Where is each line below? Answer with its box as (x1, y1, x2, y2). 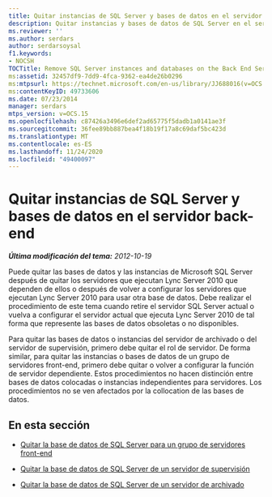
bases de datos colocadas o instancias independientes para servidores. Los (8, 378, 262, 388)
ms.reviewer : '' (8, 27, 63, 35)
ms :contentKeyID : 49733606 (8, 87, 100, 96)
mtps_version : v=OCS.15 (8, 110, 89, 118)
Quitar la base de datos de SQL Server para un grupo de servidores (19, 439, 245, 449)
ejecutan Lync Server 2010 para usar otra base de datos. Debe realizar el (8, 293, 253, 302)
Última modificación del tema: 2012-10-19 (8, 251, 152, 261)
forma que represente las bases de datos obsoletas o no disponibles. (8, 319, 239, 328)
